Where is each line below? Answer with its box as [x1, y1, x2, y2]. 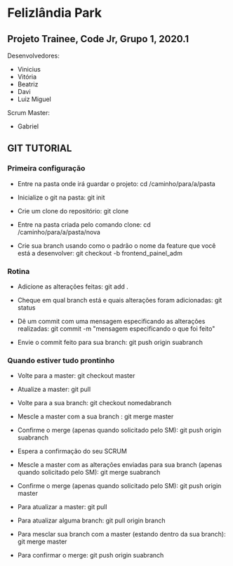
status [17, 303, 36, 312]
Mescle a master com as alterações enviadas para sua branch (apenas [17, 461, 222, 469]
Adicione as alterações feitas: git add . [17, 282, 128, 291]
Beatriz [17, 80, 39, 88]
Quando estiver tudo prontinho [7, 355, 114, 365]
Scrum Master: [7, 109, 51, 117]
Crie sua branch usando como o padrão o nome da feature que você [17, 241, 216, 250]
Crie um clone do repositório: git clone [17, 206, 129, 215]
